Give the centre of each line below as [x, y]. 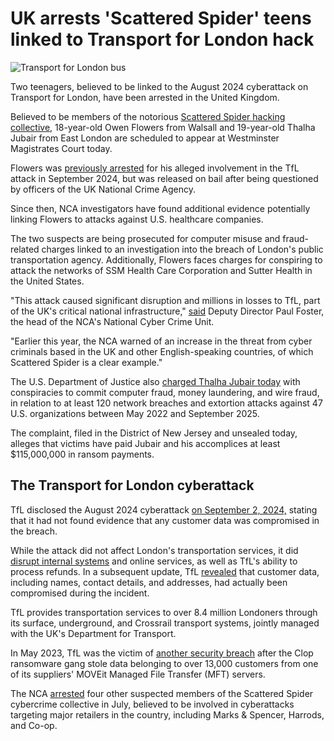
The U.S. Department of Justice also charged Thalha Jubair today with [155, 381]
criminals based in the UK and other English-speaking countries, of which [162, 351]
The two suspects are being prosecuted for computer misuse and [145, 238]
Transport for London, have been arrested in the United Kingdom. [145, 97]
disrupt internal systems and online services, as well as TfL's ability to [154, 561]
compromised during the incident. [80, 593]
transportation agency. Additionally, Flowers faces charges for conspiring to [166, 259]
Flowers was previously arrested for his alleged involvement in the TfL [155, 168]
